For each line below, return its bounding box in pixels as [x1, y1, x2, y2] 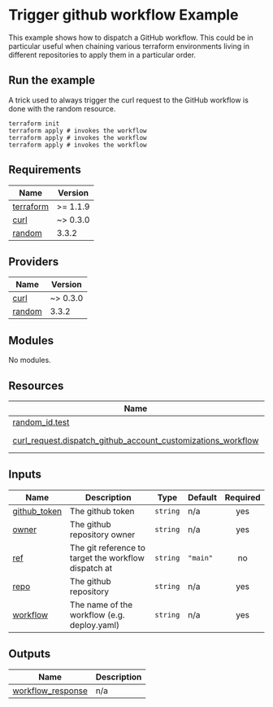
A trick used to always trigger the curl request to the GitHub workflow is [8, 95, 249, 105]
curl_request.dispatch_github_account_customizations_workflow [12, 435, 259, 446]
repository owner [69, 529, 136, 540]
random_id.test [12, 417, 70, 428]
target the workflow [69, 552, 145, 563]
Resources [8, 378, 64, 392]
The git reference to [69, 542, 146, 553]
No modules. [8, 356, 51, 365]
